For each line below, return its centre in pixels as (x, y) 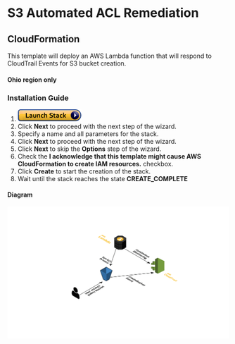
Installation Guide (38, 98)
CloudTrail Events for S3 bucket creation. (67, 63)
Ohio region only (32, 80)
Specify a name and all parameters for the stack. (88, 134)
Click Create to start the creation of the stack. (84, 171)
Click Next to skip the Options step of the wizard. (89, 149)
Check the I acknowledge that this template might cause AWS (109, 156)
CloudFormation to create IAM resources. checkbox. (95, 164)
